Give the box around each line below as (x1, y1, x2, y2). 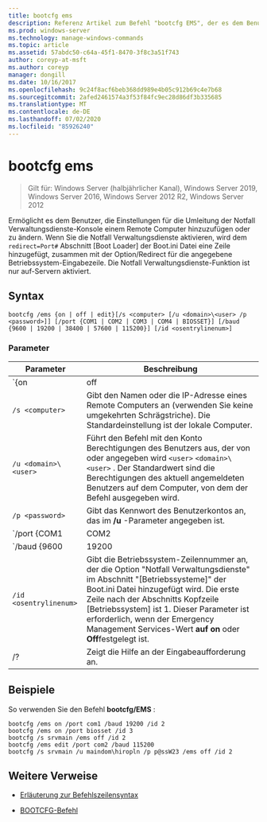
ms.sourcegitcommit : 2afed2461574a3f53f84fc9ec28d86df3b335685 (8, 93, 222, 101)
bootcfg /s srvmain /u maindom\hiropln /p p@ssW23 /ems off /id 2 (8, 747, 233, 756)
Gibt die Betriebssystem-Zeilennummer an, (86, 554, 249, 565)
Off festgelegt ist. (86, 633, 149, 645)
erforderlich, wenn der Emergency (86, 614, 215, 625)
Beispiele (8, 684, 56, 697)
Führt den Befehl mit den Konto (86, 432, 203, 443)
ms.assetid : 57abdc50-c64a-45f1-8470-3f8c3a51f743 (8, 49, 180, 56)
